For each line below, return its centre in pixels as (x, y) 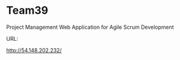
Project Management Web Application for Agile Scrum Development (90, 27)
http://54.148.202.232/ (34, 50)
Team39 (27, 10)
